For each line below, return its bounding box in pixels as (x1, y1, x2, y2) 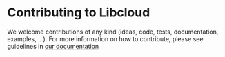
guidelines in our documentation (7, 42, 99, 50)
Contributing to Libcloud (7, 5, 150, 21)
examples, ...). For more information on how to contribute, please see (7, 34, 204, 43)
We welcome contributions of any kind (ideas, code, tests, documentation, (7, 27, 219, 36)
